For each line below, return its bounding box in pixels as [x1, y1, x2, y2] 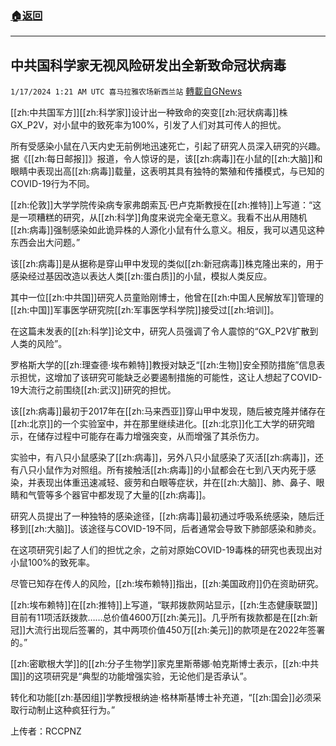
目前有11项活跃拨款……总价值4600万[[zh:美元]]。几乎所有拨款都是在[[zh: [10, 612, 310, 624]
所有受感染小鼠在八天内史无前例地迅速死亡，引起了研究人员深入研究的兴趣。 [10, 140, 326, 152]
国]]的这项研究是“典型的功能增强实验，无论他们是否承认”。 [10, 670, 253, 682]
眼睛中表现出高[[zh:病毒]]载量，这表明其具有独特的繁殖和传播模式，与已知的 [10, 165, 325, 177]
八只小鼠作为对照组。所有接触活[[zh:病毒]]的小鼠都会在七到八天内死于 [18, 464, 308, 476]
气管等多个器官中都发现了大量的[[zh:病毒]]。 [27, 489, 212, 501]
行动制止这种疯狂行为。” [18, 704, 116, 716]
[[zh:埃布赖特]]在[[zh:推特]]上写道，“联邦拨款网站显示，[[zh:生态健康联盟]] [10, 599, 318, 611]
